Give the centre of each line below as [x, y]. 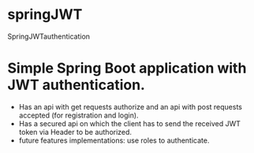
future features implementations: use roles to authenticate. [114, 140]
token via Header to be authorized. [75, 132]
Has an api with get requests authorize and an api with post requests [130, 106]
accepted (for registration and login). [78, 115]
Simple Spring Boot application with [127, 68]
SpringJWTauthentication [49, 36]
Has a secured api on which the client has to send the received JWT [130, 123]
